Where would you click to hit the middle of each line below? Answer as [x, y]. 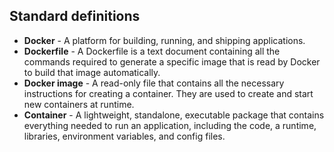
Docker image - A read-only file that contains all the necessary [154, 83]
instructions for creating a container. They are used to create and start [168, 93]
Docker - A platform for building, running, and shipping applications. [164, 40]
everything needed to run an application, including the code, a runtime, [170, 125]
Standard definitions [75, 16]
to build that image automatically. [92, 72]
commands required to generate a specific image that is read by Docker [172, 61]
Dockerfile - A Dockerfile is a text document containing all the [152, 51]
